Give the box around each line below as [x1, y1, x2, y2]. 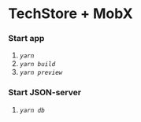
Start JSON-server [8, 87, 81, 98]
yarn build [19, 61, 56, 68]
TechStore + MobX [8, 5, 134, 23]
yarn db [19, 106, 45, 114]
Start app [8, 33, 45, 44]
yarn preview [19, 68, 63, 77]
